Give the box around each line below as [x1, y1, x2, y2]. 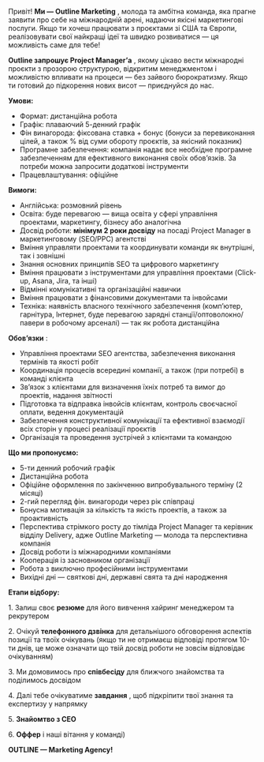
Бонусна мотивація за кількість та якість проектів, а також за [19, 505, 227, 514]
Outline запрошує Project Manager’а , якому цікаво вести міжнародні [8, 55, 244, 65]
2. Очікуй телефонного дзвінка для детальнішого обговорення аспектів [8, 627, 252, 636]
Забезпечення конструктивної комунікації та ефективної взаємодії [19, 416, 245, 425]
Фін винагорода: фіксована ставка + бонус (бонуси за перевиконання [19, 128, 255, 137]
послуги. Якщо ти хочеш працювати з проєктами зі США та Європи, [8, 24, 237, 32]
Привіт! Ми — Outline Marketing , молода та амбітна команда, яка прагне [8, 7, 256, 16]
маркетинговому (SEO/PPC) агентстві [19, 235, 147, 243]
